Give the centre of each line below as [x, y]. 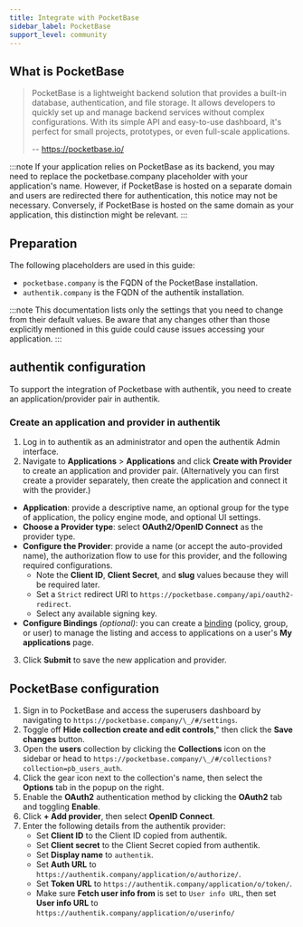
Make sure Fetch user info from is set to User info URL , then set [156, 893]
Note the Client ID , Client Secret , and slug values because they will [162, 575]
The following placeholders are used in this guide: [103, 265]
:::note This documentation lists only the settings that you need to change [146, 310]
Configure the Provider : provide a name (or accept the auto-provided [152, 546]
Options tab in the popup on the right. [93, 787]
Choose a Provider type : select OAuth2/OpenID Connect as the [143, 527]
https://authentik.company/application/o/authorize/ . [138, 874]
